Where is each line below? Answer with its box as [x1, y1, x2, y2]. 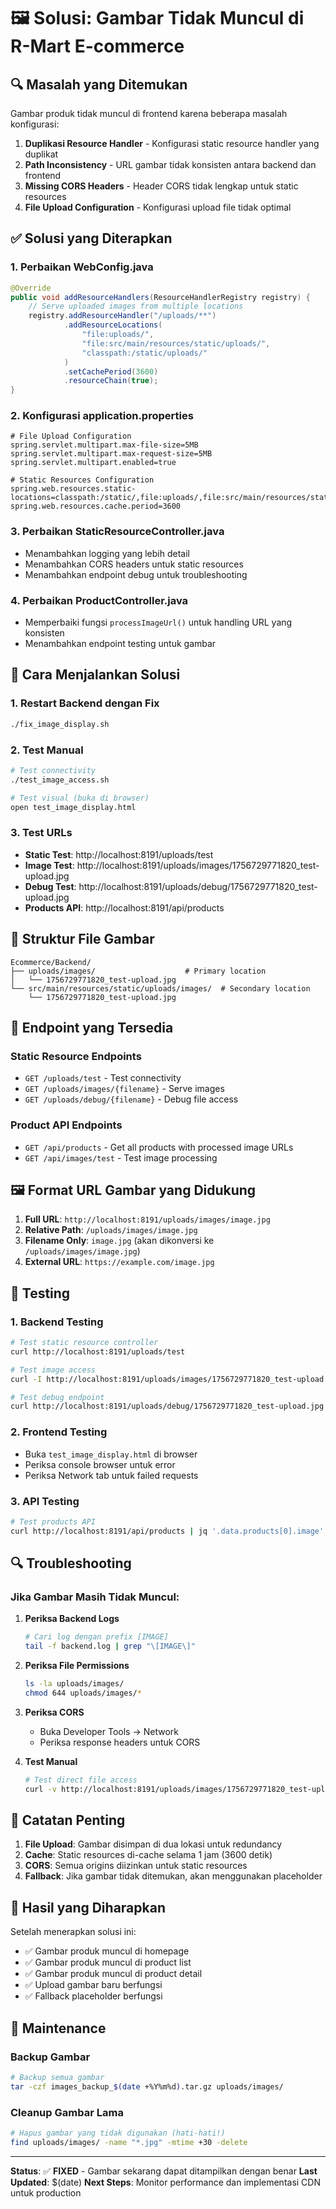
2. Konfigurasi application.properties [10, 409, 194, 423]
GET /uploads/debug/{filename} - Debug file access [24, 1093, 239, 1105]
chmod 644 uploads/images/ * [24, 1688, 142, 1698]
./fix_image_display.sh [10, 719, 110, 729]
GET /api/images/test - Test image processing [24, 1151, 218, 1164]
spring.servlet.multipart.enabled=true [10, 458, 177, 468]
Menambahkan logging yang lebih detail [24, 547, 190, 559]
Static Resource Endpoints [10, 1049, 142, 1063]
